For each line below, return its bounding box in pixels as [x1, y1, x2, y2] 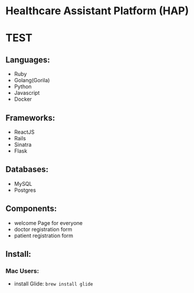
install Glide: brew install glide [14, 280, 93, 288]
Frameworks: [5, 112, 55, 123]
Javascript [14, 89, 40, 96]
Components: [5, 204, 57, 214]
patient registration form [14, 232, 74, 239]
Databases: [5, 165, 49, 175]
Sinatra [14, 141, 32, 148]
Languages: [5, 54, 51, 65]
